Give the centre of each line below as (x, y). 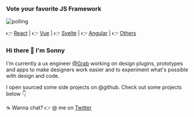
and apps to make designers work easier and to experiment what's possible (97, 70)
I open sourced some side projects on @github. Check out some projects (94, 87)
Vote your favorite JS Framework (54, 9)
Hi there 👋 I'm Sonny (36, 50)
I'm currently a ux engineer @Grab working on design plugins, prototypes (95, 63)
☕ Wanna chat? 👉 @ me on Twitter (49, 108)
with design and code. (33, 75)
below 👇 (16, 94)
